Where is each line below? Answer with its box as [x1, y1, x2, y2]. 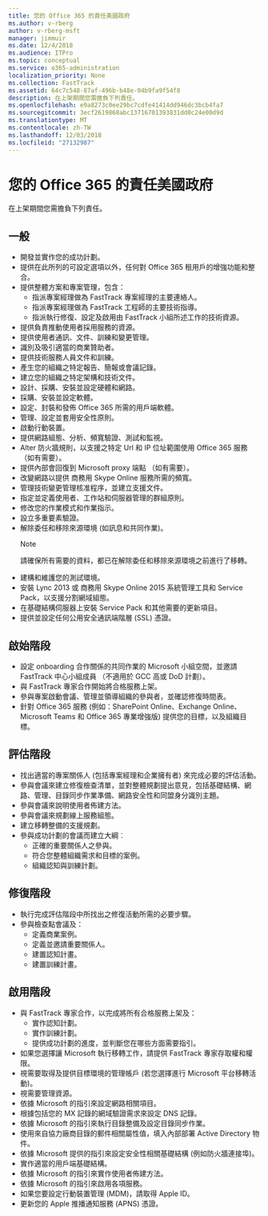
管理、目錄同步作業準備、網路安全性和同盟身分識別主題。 [34, 790, 224, 799]
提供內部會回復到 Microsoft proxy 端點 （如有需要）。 [19, 463, 194, 473]
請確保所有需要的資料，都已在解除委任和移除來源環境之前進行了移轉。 [19, 555, 252, 566]
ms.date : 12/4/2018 [8, 42, 74, 50]
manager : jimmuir [8, 34, 66, 43]
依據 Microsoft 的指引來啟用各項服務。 [19, 1178, 147, 1188]
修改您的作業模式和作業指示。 [19, 503, 118, 513]
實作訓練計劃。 [31, 1028, 82, 1038]
